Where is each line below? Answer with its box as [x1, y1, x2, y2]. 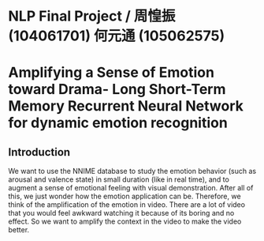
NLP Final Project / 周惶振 [8, 7, 176, 25]
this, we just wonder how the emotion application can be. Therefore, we [8, 191, 242, 201]
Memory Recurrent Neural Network [8, 97, 244, 115]
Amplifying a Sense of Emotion [8, 64, 215, 81]
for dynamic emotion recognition [8, 114, 229, 132]
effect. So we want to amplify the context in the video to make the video [8, 217, 242, 226]
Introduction [8, 145, 71, 159]
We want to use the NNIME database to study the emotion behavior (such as [8, 167, 257, 176]
